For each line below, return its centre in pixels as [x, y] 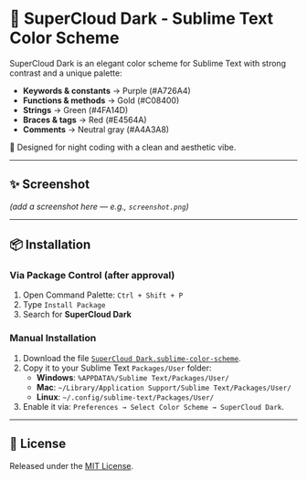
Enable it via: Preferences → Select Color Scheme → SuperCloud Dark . [153, 406]
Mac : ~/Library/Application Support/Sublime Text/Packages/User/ [164, 387]
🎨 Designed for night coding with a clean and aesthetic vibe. [123, 147]
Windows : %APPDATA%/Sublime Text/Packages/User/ [133, 377]
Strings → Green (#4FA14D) [75, 110]
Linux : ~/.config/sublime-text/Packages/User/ [125, 397]
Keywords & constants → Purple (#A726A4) [107, 90]
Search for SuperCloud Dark [77, 315]
